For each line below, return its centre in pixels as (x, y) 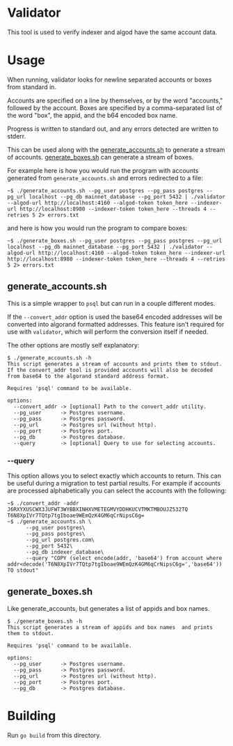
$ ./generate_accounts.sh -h (49, 358)
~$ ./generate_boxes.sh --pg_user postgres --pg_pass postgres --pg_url (115, 241)
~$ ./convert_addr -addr (43, 503)
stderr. (17, 136)
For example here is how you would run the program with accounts (103, 170)
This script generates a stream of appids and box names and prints (110, 627)
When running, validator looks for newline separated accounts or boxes (110, 79)
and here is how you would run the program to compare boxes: (97, 228)
